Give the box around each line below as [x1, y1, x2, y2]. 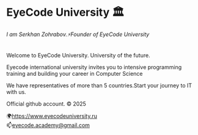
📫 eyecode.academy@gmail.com [6, 122, 90, 129]
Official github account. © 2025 [6, 100, 87, 108]
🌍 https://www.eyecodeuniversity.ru [6, 112, 98, 120]
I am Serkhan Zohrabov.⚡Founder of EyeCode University [6, 31, 150, 38]
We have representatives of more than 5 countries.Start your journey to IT [6, 82, 193, 89]
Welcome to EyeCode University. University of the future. [6, 52, 151, 59]
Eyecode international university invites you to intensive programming [6, 64, 182, 71]
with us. [6, 89, 26, 96]
